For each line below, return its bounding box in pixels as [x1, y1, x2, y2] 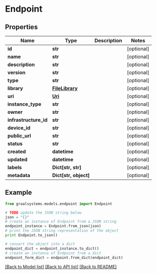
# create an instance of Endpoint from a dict [5, 251, 101, 256]
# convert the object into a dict [5, 241, 76, 246]
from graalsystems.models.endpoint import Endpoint [5, 201, 112, 206]
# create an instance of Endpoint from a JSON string [5, 219, 117, 224]
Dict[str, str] [52, 164, 81, 171]
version [7, 69, 26, 76]
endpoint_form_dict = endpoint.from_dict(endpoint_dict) [5, 255, 123, 260]
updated [7, 156, 28, 163]
